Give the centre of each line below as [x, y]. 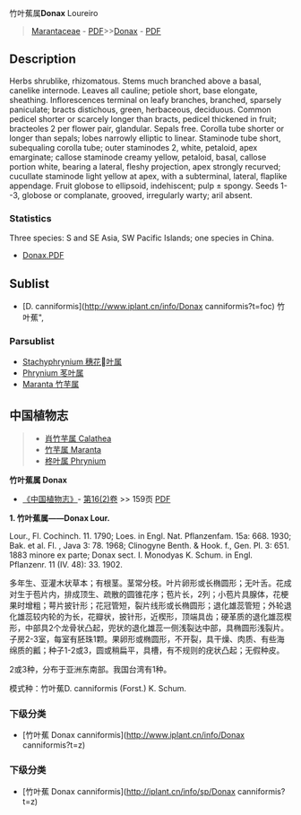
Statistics [30, 218]
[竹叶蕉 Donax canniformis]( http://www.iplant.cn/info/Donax [133, 735]
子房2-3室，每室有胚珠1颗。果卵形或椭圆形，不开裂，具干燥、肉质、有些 [143, 639]
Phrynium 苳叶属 [53, 373]
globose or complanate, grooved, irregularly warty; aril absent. [138, 195]
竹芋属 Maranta [73, 450]
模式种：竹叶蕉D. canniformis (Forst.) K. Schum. [98, 689]
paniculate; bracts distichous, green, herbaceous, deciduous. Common [140, 109]
